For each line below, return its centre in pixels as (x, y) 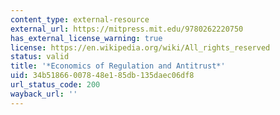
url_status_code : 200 (55, 85)
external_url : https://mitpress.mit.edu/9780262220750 (127, 29)
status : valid (40, 57)
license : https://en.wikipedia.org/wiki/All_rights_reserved (140, 47)
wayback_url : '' (44, 94)
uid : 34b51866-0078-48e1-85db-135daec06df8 (102, 76)
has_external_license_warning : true (86, 38)
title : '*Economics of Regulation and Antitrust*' (118, 66)
